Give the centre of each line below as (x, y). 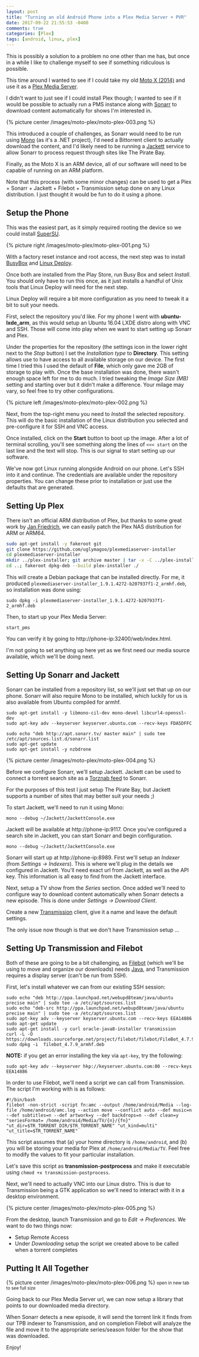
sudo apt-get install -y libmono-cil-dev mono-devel (73, 713)
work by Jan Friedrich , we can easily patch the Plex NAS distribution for (94, 526)
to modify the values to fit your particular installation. (70, 1154)
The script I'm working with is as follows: (56, 1089)
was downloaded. (28, 1336)
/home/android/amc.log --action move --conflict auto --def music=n (106, 1110)
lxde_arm (18, 322)
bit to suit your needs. (33, 305)
